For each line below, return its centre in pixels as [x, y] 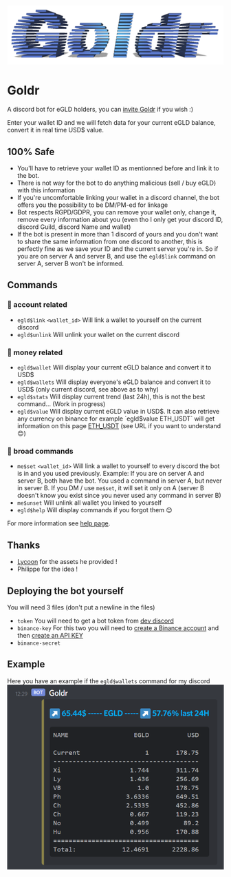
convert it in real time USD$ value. [56, 130]
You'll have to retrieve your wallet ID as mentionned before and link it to [118, 168]
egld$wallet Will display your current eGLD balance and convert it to [114, 367]
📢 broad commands [40, 451]
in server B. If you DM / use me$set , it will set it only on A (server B [110, 488]
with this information [46, 190]
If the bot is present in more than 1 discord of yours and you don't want [118, 234]
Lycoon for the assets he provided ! [67, 562]
